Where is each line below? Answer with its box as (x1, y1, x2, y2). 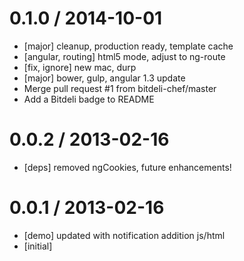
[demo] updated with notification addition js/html (23, 229, 226, 241)
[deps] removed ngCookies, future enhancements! (23, 161, 232, 173)
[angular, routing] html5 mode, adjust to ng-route (23, 50, 226, 62)
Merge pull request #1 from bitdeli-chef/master (23, 82, 217, 94)
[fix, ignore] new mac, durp (23, 61, 137, 73)
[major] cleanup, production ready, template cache (23, 40, 234, 52)
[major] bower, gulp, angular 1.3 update (23, 72, 186, 84)
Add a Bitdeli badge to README (23, 93, 155, 105)
